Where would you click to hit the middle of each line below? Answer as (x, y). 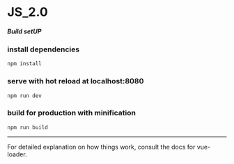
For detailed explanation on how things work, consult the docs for (101, 147)
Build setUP (24, 31)
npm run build (28, 127)
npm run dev (24, 96)
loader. (17, 154)
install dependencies (44, 49)
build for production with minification (71, 113)
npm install (24, 64)
